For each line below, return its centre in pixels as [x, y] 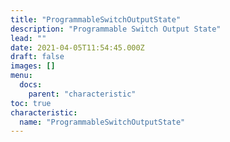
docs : [31, 85]
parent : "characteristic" [82, 94]
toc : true [31, 103]
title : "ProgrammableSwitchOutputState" [96, 19]
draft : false [37, 57]
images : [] [33, 66]
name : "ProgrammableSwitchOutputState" [102, 122]
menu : [21, 76]
